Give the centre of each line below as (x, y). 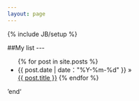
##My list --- (26, 47)
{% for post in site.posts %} (58, 61)
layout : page (26, 14)
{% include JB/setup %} (42, 34)
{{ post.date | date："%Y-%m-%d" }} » (74, 70)
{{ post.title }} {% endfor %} (58, 78)
